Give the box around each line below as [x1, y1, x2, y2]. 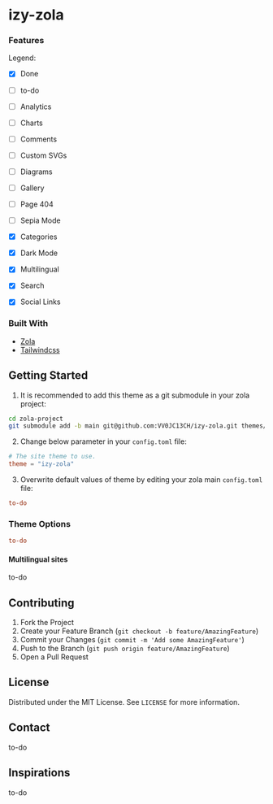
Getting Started [8, 368, 89, 383]
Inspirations [8, 766, 71, 780]
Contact [8, 721, 50, 735]
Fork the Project [19, 618, 75, 628]
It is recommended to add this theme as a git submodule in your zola [19, 390, 250, 400]
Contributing [8, 596, 75, 610]
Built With [8, 318, 49, 329]
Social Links [19, 297, 61, 306]
